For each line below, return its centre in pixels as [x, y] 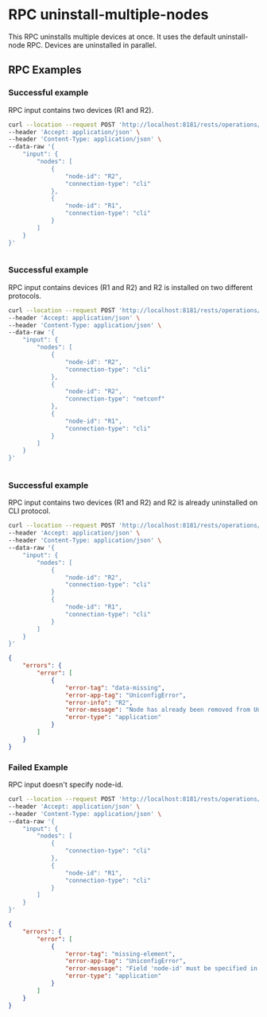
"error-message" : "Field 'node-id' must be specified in [161, 969]
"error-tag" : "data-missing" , [115, 688]
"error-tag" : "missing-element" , [120, 954]
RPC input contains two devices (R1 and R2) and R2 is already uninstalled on [133, 503]
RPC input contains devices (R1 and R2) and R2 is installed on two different [130, 287]
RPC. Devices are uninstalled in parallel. [92, 44]
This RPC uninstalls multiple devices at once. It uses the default [112, 37]
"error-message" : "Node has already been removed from [157, 710]
